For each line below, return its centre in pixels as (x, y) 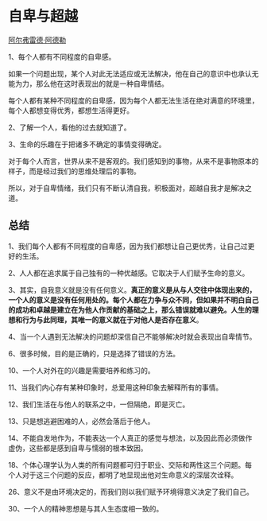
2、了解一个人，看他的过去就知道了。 (70, 127)
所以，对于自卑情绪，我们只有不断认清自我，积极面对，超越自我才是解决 (126, 188)
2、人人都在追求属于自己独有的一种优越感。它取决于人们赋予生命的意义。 (129, 273)
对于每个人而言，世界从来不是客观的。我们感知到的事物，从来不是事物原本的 (133, 161)
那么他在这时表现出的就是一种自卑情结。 (102, 84)
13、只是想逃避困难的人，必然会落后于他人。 (81, 421)
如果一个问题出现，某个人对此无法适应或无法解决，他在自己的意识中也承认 (130, 73)
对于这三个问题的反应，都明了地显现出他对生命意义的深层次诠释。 (130, 475)
